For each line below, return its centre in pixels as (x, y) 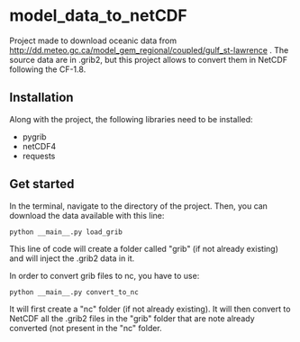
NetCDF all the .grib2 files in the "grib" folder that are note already (132, 318)
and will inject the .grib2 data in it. (72, 258)
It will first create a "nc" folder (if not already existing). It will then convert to (150, 309)
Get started (42, 184)
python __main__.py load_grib (66, 232)
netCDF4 (39, 146)
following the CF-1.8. (48, 69)
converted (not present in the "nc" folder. (86, 328)
